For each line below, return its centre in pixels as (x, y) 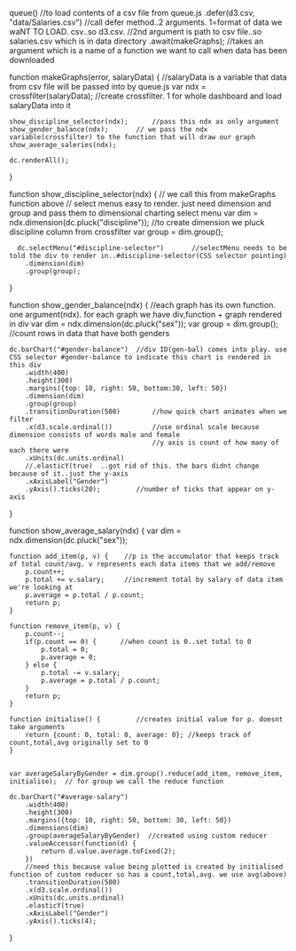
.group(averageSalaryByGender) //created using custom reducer (146, 836)
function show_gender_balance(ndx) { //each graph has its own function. (143, 305)
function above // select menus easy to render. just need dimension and (140, 204)
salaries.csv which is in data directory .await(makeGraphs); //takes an (136, 41)
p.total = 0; (65, 649)
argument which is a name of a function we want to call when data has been (148, 51)
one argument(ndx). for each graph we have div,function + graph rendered (145, 314)
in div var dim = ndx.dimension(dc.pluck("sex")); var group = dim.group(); (144, 324)
